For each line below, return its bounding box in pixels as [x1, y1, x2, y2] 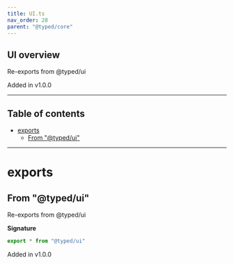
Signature [7, 224, 37, 232]
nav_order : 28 [7, 17, 49, 24]
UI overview [7, 49, 61, 61]
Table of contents [7, 107, 85, 119]
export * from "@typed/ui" [7, 238, 86, 244]
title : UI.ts [7, 10, 45, 17]
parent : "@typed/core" [7, 23, 73, 30]
